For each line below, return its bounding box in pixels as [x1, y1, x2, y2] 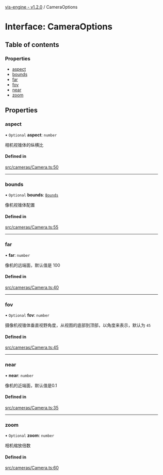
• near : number [5, 372, 34, 378]
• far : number [5, 252, 30, 258]
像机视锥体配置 [5, 202, 35, 208]
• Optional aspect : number [5, 132, 57, 138]
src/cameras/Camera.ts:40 [5, 285, 59, 290]
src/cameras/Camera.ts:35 [5, 404, 59, 411]
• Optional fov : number [5, 312, 49, 318]
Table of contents [5, 40, 59, 49]
